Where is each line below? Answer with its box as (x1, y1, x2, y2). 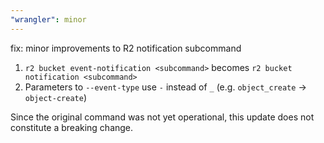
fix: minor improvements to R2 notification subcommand (10, 42, 242, 54)
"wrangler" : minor (10, 14, 87, 25)
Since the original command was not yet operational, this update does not (10, 111, 315, 123)
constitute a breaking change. (10, 121, 134, 133)
